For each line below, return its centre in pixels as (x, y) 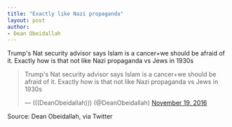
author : (19, 27)
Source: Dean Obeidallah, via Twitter (60, 116)
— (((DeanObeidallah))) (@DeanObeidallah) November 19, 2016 (116, 103)
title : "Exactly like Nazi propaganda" (66, 14)
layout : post (26, 20)
